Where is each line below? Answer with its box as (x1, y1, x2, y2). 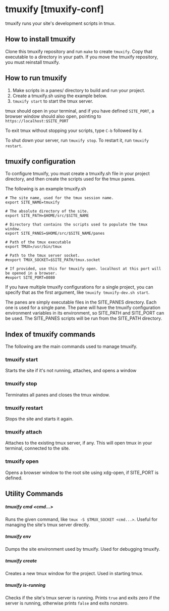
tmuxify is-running (5, 582, 46, 588)
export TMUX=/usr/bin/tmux (5, 244, 62, 249)
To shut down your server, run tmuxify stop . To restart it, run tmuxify (5, 137, 149, 143)
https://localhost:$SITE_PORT (5, 118, 69, 123)
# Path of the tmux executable (5, 240, 71, 245)
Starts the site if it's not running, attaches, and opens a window (5, 368, 137, 374)
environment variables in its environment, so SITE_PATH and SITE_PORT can (5, 310, 164, 316)
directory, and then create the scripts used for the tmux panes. (5, 176, 136, 182)
